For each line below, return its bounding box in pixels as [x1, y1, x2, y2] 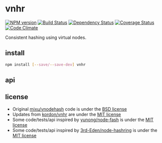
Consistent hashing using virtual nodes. [5, 34, 86, 40]
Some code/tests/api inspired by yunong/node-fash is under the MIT [12, 117, 154, 123]
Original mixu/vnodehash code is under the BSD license [12, 106, 127, 112]
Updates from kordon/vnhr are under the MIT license [12, 111, 121, 117]
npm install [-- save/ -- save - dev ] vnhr [5, 62, 86, 67]
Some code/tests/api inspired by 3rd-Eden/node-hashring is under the [12, 127, 158, 133]
